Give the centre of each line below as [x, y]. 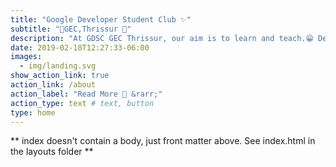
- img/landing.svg [58, 66]
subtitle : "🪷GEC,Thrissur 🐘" [71, 29]
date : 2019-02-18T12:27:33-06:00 [80, 47]
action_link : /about [53, 85]
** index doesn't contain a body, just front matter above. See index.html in [163, 141]
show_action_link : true [60, 76]
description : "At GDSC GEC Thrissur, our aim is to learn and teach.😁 [162, 38]
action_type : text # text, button [82, 103]
